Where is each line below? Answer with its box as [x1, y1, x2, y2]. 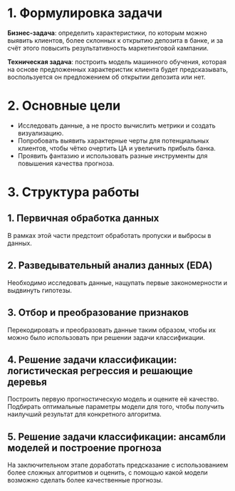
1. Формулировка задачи [7, 5, 162, 21]
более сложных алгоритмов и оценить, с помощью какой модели [7, 468, 208, 477]
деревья [7, 376, 48, 388]
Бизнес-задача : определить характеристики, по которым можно [7, 29, 208, 37]
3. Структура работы [7, 184, 140, 200]
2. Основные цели [7, 98, 121, 114]
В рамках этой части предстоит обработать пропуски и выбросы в [7, 231, 211, 239]
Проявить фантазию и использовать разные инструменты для [17, 151, 208, 160]
